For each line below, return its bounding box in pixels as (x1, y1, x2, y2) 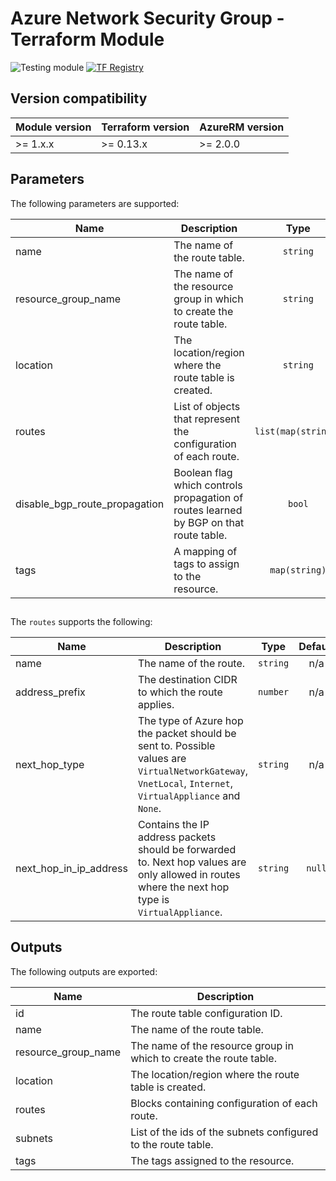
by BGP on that (173, 515, 245, 529)
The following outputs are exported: (10, 965, 158, 977)
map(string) (269, 564, 327, 576)
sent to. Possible (137, 738, 216, 752)
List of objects (173, 399, 241, 413)
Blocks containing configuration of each (130, 1096, 318, 1110)
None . (137, 801, 162, 815)
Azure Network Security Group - (10, 7, 285, 30)
